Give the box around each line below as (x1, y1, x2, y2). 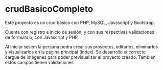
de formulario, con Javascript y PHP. (5, 34, 79, 40)
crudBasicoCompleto (5, 3, 93, 15)
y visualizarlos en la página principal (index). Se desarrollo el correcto (5, 49, 146, 55)
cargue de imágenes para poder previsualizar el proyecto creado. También (5, 54, 156, 60)
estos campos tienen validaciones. (5, 59, 75, 65)
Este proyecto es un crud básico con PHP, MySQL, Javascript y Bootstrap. (5, 20, 155, 25)
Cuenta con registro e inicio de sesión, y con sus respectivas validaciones (5, 29, 155, 35)
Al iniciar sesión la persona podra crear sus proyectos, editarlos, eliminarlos (5, 44, 158, 49)
